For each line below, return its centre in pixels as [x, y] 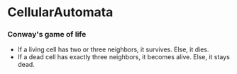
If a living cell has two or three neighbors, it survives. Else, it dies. [113, 49]
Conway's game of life [47, 35]
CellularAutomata [60, 12]
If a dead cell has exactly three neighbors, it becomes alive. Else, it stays [124, 57]
